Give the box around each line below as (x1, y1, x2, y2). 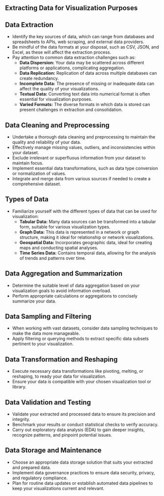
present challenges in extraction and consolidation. (19, 107, 123, 112)
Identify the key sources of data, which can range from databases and (12, 34, 154, 40)
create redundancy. (19, 76, 59, 82)
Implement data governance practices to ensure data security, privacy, (12, 469, 155, 475)
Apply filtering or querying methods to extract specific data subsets (12, 336, 149, 342)
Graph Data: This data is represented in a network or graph (19, 229, 140, 235)
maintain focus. (12, 160, 44, 166)
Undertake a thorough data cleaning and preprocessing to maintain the (12, 134, 156, 140)
